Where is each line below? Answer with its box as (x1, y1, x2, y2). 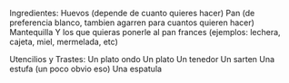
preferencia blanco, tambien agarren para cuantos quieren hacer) (9, 17, 254, 28)
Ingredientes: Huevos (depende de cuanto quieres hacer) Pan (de (9, 8, 255, 18)
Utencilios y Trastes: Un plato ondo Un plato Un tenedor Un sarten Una (9, 54, 275, 64)
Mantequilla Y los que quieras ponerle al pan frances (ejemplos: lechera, (9, 27, 281, 37)
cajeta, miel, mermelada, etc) (9, 36, 118, 47)
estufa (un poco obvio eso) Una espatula (9, 63, 162, 74)
